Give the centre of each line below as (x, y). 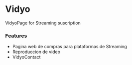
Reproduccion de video (36, 52)
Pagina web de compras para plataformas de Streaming (69, 47)
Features (16, 36)
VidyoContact (26, 57)
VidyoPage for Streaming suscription (43, 23)
